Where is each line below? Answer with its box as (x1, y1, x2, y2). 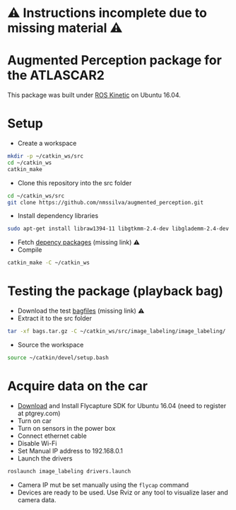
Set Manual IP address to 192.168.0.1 (17, 446, 124, 455)
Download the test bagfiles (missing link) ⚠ (17, 306, 145, 315)
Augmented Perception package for (7, 52, 223, 69)
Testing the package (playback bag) (7, 283, 224, 299)
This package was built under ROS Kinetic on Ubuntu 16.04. (7, 91, 182, 100)
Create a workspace (17, 139, 77, 148)
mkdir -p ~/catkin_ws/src (7, 153, 83, 160)
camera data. (17, 495, 57, 504)
